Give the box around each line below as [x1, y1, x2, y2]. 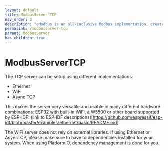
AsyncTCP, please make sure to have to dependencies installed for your [5, 134, 153, 140]
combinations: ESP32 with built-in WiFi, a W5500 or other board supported [5, 109, 160, 115]
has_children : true [5, 36, 46, 41]
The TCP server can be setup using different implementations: [5, 73, 133, 79]
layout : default [5, 7, 39, 13]
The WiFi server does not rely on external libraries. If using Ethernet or [5, 129, 150, 135]
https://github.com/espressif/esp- [92, 114, 163, 120]
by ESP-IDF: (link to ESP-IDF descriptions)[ [5, 114, 93, 120]
